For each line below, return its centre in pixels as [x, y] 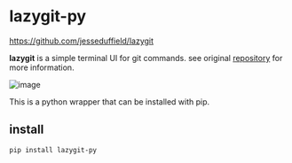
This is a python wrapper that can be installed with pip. [110, 101]
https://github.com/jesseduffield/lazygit [81, 41]
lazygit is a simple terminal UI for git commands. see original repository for [146, 58]
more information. [42, 67]
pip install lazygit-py [53, 150]
